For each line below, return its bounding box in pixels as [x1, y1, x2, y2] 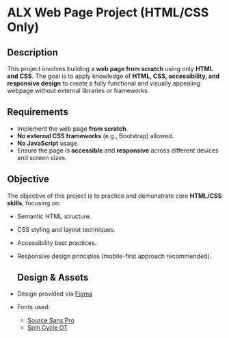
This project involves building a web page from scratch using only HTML [7, 65, 213, 73]
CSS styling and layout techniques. [16, 225, 116, 233]
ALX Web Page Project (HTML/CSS [7, 5, 209, 21]
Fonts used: [16, 303, 51, 311]
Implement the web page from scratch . [16, 125, 129, 133]
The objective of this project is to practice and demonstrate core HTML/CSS [7, 192, 222, 200]
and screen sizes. [16, 153, 67, 161]
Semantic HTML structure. [16, 212, 92, 220]
